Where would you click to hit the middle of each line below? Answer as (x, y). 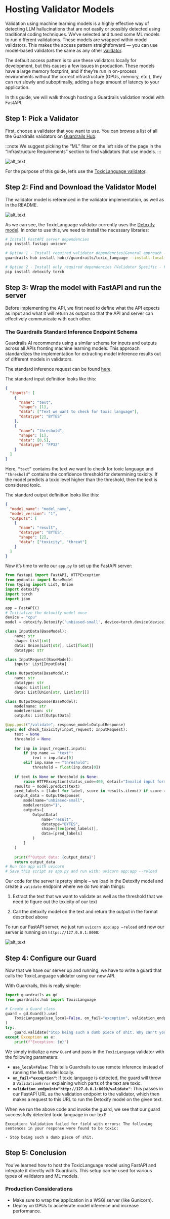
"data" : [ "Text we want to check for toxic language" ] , (79, 412)
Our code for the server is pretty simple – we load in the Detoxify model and (84, 881)
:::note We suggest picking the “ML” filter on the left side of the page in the (83, 146)
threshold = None (33, 739)
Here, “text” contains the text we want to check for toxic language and (79, 468)
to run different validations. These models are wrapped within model (76, 40)
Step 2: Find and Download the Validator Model (81, 187)
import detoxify (22, 589)
